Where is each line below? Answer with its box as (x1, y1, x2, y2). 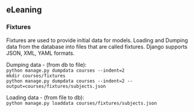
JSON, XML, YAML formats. (6, 49, 75, 57)
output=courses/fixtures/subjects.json (6, 83, 106, 89)
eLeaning (6, 5, 42, 15)
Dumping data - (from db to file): (6, 61, 87, 68)
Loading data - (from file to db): (6, 93, 85, 101)
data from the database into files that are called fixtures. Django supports (6, 43, 188, 50)
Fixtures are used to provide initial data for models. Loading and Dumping (6, 36, 188, 44)
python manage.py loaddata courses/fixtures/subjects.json (6, 100, 157, 106)
